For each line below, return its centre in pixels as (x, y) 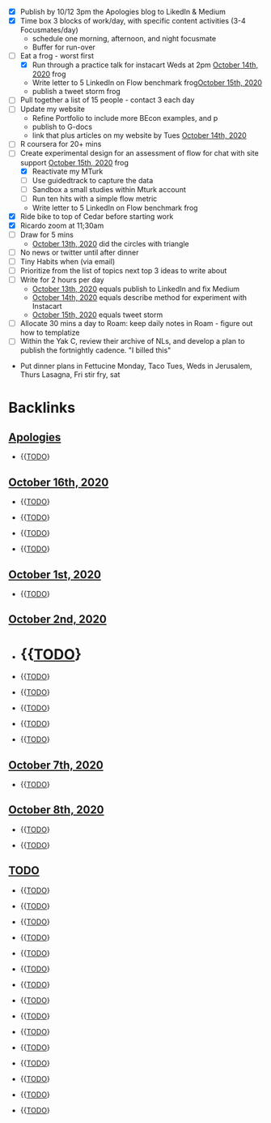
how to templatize (50, 332)
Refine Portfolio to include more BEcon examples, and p (125, 118)
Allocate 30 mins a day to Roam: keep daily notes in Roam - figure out (136, 324)
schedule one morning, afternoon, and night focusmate (124, 39)
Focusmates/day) (49, 30)
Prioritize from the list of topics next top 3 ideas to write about (123, 271)
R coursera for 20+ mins (61, 144)
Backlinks (42, 407)
